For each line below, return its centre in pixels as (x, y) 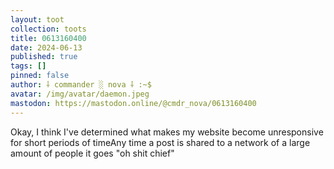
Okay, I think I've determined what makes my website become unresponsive (167, 132)
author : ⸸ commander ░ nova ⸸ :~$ (81, 85)
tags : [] (28, 66)
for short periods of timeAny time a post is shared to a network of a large (160, 142)
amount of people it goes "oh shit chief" (92, 153)
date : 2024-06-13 (46, 47)
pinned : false (40, 76)
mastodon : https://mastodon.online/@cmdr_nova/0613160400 (133, 103)
